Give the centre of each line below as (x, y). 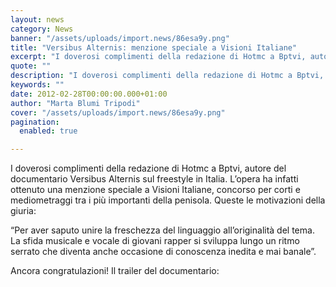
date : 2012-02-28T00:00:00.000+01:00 (89, 94)
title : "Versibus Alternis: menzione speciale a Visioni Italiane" (154, 47)
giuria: (23, 211)
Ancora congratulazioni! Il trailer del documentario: (115, 271)
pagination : (35, 122)
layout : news (37, 19)
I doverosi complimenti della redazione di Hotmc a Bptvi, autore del (148, 168)
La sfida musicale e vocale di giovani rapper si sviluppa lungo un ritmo (155, 241)
